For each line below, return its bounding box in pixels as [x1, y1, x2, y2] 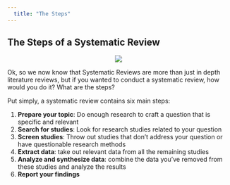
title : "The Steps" [13, 10, 71, 18]
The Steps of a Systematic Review [7, 37, 160, 49]
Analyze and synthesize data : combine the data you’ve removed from [17, 155, 223, 164]
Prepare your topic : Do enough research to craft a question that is [17, 110, 210, 119]
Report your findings [17, 170, 80, 179]
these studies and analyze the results [17, 162, 126, 171]
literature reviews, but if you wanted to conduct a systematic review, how [7, 75, 220, 84]
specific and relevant [17, 117, 79, 127]
